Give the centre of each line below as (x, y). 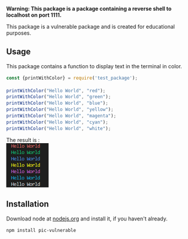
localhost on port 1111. (34, 15)
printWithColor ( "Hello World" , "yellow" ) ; (60, 110)
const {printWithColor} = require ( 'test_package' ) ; (72, 78)
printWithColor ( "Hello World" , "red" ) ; (56, 90)
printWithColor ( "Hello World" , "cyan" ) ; (57, 122)
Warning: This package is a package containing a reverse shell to (89, 9)
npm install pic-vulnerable (41, 230)
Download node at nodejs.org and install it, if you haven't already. (87, 219)
